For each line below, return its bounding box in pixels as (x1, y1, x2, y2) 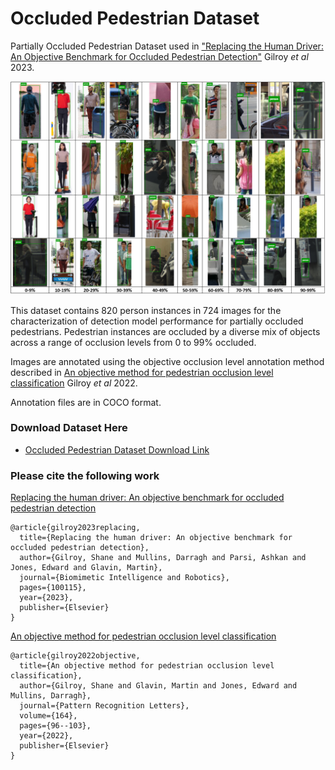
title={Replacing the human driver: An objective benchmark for (19, 533, 293, 543)
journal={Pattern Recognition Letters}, (19, 701, 190, 711)
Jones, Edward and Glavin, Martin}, (10, 563, 163, 573)
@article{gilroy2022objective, (10, 651, 141, 661)
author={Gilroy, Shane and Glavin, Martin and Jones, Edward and (19, 681, 298, 691)
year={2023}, (19, 593, 74, 603)
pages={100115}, (19, 583, 87, 593)
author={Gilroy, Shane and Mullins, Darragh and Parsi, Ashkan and (19, 553, 307, 563)
